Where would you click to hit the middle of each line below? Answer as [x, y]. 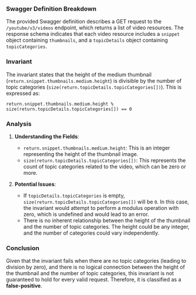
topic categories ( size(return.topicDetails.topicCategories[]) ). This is [94, 87]
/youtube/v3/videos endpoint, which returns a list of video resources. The [95, 28]
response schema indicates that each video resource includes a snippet [93, 34]
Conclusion [23, 248]
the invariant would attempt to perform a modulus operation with [101, 208]
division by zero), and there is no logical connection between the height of [96, 267]
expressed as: [23, 93]
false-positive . [24, 286]
